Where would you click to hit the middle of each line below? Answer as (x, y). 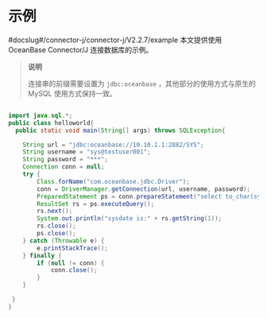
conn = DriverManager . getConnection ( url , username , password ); (143, 189)
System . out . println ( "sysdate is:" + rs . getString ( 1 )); (130, 219)
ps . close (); (57, 234)
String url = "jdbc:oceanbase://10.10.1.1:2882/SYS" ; (113, 145)
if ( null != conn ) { (71, 263)
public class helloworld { (51, 123)
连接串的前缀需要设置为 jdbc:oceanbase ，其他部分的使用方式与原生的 (141, 83)
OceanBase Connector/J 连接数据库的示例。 (81, 49)
